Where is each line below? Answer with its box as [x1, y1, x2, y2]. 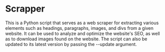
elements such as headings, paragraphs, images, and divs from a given [5, 25, 154, 31]
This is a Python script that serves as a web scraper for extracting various [5, 20, 159, 26]
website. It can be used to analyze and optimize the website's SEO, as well [5, 30, 160, 36]
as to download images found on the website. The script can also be [5, 36, 147, 42]
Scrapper [5, 3, 45, 15]
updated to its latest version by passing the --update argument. [5, 41, 137, 47]
